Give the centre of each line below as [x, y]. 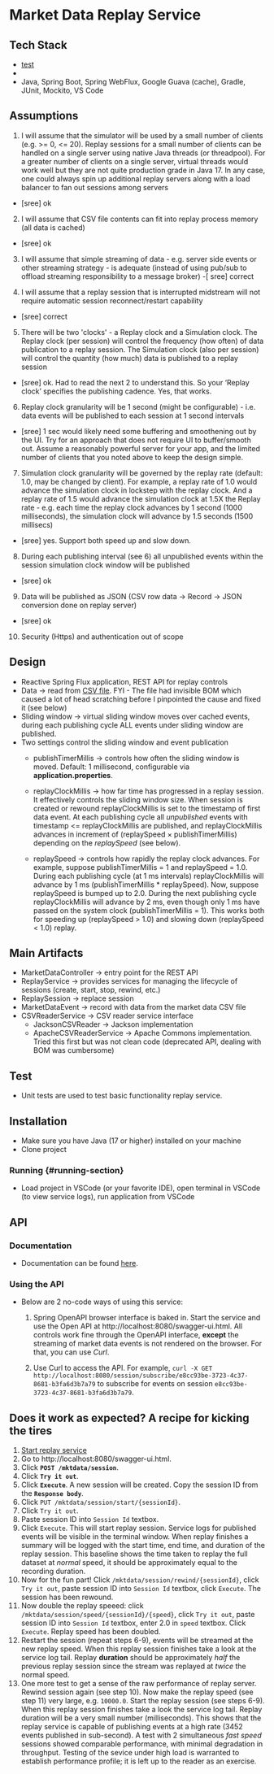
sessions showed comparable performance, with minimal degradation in [142, 1744]
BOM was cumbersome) [74, 1050]
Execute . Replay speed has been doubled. [91, 1632]
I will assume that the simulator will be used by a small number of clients [142, 135]
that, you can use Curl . [71, 1352]
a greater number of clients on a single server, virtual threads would [135, 161]
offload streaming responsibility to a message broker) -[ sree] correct [137, 276]
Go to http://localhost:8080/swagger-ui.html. [96, 1459]
